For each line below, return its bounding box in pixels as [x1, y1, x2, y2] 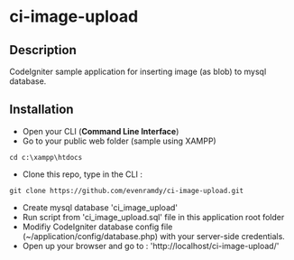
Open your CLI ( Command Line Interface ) [22, 125, 179, 136]
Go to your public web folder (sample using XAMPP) [22, 135, 216, 146]
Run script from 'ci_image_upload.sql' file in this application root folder [22, 211, 285, 222]
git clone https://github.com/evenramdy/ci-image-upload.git [9, 186, 244, 195]
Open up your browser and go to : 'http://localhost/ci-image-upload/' [22, 240, 280, 251]
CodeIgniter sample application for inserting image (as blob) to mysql [9, 66, 267, 77]
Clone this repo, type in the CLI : [22, 169, 142, 180]
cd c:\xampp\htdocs [9, 153, 83, 162]
